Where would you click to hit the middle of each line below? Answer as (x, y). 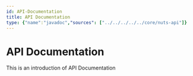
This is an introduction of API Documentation (61, 68)
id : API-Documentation (34, 11)
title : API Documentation (38, 17)
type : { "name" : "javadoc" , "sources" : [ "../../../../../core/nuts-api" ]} (96, 22)
